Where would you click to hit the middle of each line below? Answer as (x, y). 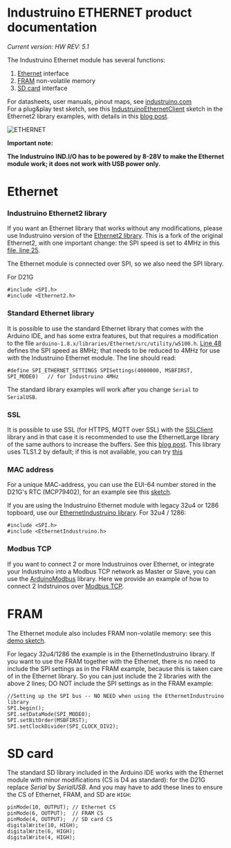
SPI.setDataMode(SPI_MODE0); (49, 714)
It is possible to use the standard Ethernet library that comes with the (105, 328)
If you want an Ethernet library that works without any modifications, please (115, 228)
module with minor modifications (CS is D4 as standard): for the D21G (106, 780)
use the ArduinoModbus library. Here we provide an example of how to (108, 578)
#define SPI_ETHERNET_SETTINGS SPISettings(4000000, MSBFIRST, (100, 370)
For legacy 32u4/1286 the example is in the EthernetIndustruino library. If (111, 654)
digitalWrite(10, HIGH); (43, 826)
